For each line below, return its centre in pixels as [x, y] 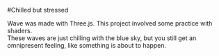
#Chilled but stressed [38, 10]
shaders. [20, 31]
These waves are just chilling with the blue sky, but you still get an [102, 38]
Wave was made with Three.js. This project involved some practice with [110, 23]
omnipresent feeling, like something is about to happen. [87, 45]
